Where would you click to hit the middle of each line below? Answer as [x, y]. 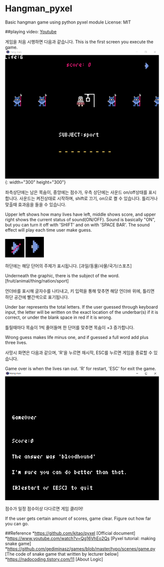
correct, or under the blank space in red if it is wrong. [59, 317]
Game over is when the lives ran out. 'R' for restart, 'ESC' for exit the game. [81, 368]
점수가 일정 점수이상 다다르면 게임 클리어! [44, 509]
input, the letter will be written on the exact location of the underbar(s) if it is [82, 312]
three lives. [16, 342]
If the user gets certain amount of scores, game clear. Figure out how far [78, 518]
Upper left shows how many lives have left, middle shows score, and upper [81, 214]
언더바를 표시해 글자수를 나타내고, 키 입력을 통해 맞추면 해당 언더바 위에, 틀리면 [80, 291]
